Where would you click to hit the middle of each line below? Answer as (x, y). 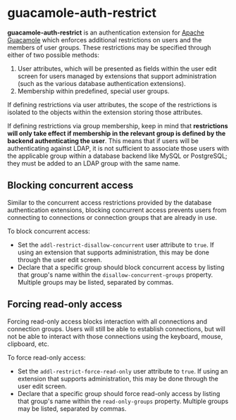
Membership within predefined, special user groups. (93, 91)
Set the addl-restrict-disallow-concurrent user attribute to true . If (116, 245)
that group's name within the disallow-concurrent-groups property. (115, 274)
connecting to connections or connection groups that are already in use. (112, 217)
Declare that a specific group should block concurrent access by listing (121, 267)
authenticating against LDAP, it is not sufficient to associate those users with (118, 148)
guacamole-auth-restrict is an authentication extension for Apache (106, 32)
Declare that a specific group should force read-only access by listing (119, 393)
